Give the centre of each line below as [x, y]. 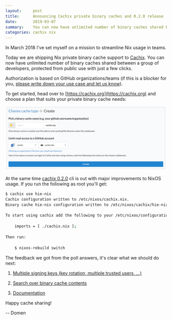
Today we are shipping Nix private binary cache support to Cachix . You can [85, 58]
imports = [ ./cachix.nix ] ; [46, 226]
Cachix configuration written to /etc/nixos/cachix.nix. [67, 199]
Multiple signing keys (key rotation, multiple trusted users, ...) [77, 273]
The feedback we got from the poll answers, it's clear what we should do [82, 258]
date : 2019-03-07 [31, 22]
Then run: [16, 237]
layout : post [24, 11]
